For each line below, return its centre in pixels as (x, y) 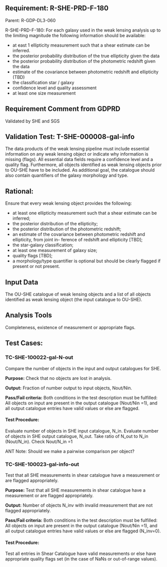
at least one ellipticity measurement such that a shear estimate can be (84, 213)
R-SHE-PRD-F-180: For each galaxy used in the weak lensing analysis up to (83, 30)
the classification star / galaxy (43, 82)
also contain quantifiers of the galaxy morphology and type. (67, 176)
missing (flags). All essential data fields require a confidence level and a (79, 160)
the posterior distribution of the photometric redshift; (67, 229)
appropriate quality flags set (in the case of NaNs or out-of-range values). (81, 559)
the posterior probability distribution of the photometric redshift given (84, 61)
